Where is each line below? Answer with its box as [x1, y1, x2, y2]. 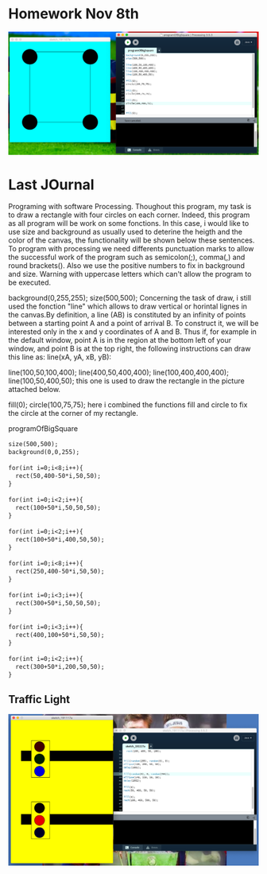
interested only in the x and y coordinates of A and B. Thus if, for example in [8, 327, 257, 336]
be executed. [8, 278, 52, 287]
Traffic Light [8, 693, 70, 706]
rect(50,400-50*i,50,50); [15, 472, 102, 480]
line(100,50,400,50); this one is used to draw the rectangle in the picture [8, 376, 245, 386]
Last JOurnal [8, 176, 95, 193]
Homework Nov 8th [8, 5, 139, 23]
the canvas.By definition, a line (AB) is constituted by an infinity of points [8, 310, 246, 320]
